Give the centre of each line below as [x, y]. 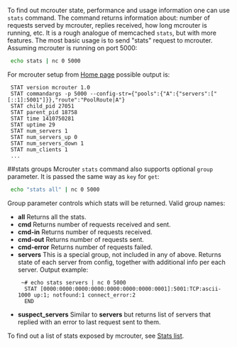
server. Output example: [53, 270]
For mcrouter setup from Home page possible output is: [89, 75]
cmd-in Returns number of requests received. [85, 232]
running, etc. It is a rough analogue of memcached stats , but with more [112, 33]
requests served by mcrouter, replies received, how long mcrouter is [107, 25]
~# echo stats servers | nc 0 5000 [73, 282]
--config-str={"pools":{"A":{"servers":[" [154, 94]
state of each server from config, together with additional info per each [121, 262]
